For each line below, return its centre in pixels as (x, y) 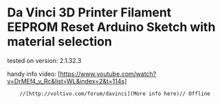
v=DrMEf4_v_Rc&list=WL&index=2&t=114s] (67, 81)
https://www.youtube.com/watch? (108, 74)
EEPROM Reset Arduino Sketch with (111, 27)
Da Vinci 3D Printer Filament (89, 13)
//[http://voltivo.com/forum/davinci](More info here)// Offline (115, 94)
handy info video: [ (34, 74)
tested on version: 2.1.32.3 (44, 60)
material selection (59, 42)
